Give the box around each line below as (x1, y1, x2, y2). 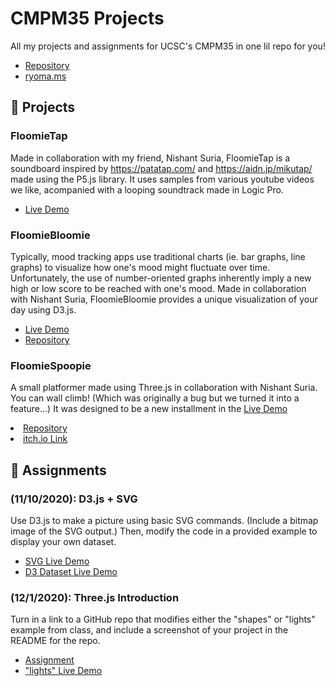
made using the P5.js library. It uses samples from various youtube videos (10, 173, 315, 185)
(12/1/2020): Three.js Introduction (10, 590, 180, 604)
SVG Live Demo (24, 555, 90, 567)
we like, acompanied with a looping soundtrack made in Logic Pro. (10, 183, 284, 196)
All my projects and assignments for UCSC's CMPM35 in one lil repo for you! (10, 40, 326, 52)
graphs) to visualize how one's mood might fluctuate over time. (10, 261, 271, 273)
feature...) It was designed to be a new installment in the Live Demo (10, 403, 288, 415)
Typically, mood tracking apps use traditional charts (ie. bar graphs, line (10, 250, 306, 262)
